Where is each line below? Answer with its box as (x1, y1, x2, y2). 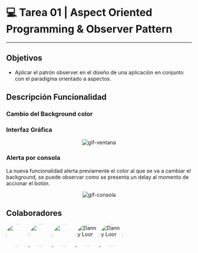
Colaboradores (6, 208, 62, 218)
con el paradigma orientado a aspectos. (14, 75, 112, 82)
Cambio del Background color (6, 110, 93, 118)
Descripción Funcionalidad (6, 92, 107, 102)
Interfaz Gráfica (6, 126, 52, 134)
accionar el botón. (6, 179, 50, 187)
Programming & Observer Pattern (6, 22, 173, 36)
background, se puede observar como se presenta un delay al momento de (6, 173, 189, 180)
